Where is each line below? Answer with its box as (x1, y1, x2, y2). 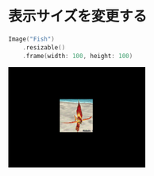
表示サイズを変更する (8, 7, 148, 25)
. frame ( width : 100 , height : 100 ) (22, 52, 133, 60)
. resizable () (22, 43, 66, 52)
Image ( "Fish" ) (8, 35, 56, 43)
